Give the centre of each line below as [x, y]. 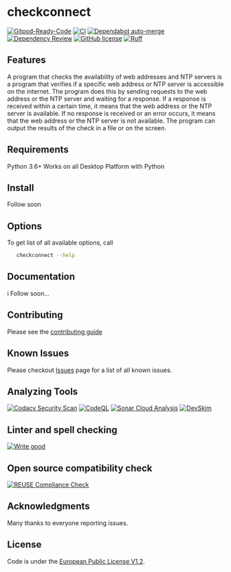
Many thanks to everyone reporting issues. [68, 523]
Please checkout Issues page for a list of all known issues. [90, 370]
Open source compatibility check [80, 468]
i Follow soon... [29, 293]
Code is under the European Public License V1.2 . [76, 561]
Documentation [41, 277]
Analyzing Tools [43, 391]
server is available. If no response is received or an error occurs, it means [111, 113]
